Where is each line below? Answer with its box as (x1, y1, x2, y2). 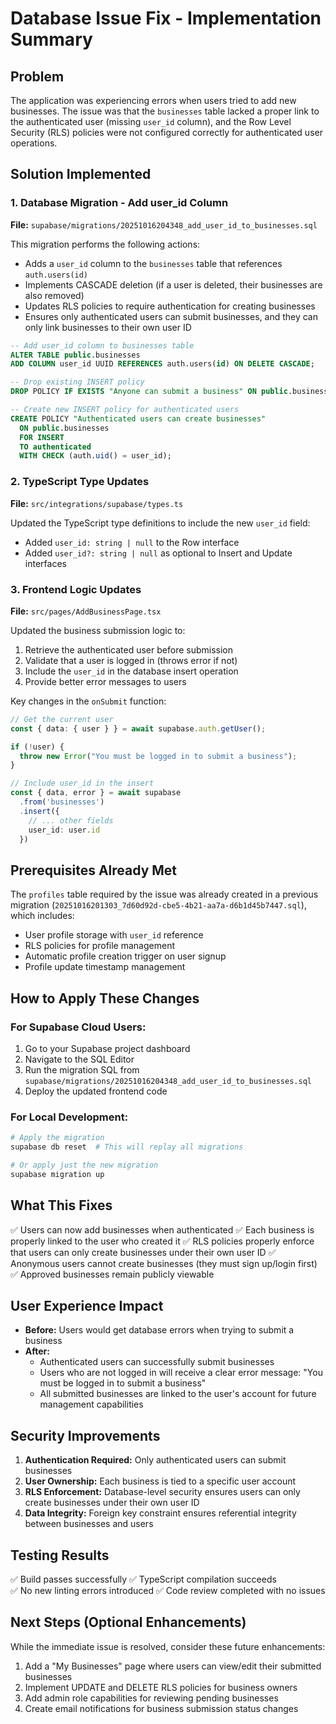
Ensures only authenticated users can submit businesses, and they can (24, 310, 318, 322)
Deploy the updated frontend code (24, 1085, 168, 1097)
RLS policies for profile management (24, 940, 175, 952)
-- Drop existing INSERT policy (10, 377, 145, 387)
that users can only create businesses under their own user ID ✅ (10, 1246, 277, 1258)
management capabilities (39, 1398, 144, 1411)
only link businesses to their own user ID (24, 321, 192, 333)
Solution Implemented (10, 166, 152, 183)
